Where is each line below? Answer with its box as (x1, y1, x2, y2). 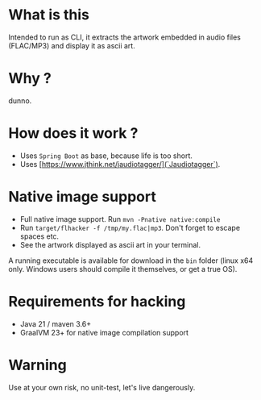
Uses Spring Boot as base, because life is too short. (19, 151, 193, 160)
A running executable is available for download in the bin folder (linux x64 (8, 256, 254, 265)
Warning (8, 356, 67, 374)
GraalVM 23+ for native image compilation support (19, 327, 189, 337)
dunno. (8, 95, 32, 106)
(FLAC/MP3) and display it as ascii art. (8, 40, 135, 50)
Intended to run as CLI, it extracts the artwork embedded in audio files (8, 32, 242, 42)
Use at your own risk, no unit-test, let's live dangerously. (8, 382, 196, 392)
